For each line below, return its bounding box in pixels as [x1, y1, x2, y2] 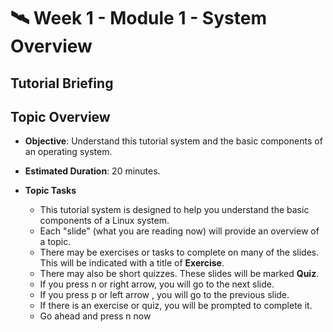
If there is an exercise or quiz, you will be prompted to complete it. [39, 300, 313, 312]
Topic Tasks [24, 185, 77, 197]
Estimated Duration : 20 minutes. [24, 165, 161, 177]
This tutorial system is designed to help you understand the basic [39, 204, 310, 216]
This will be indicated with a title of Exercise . [39, 257, 225, 269]
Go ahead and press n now [39, 310, 152, 322]
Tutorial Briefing [10, 75, 114, 92]
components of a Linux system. [39, 215, 170, 227]
